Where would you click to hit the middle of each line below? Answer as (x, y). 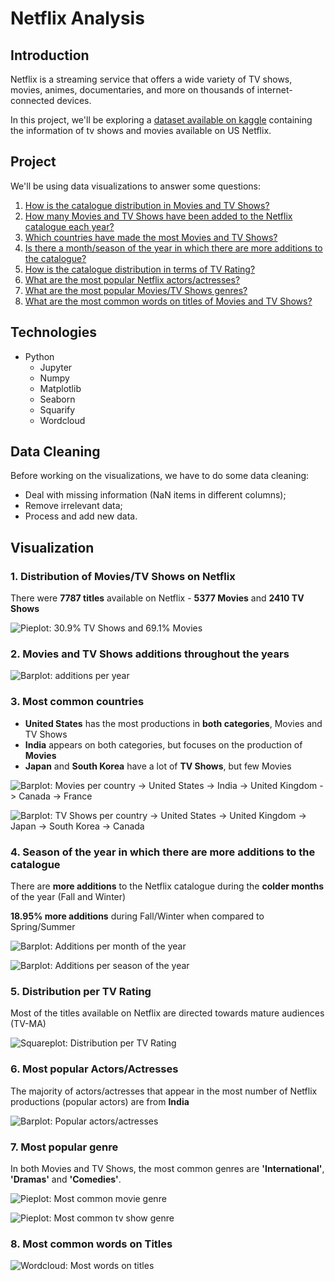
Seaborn (57, 399)
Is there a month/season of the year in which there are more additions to (173, 248)
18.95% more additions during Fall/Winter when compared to (137, 916)
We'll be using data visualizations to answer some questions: (135, 186)
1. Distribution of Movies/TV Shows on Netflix (123, 576)
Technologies (54, 332)
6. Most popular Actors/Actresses (94, 1069)
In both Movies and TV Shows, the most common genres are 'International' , (167, 1168)
